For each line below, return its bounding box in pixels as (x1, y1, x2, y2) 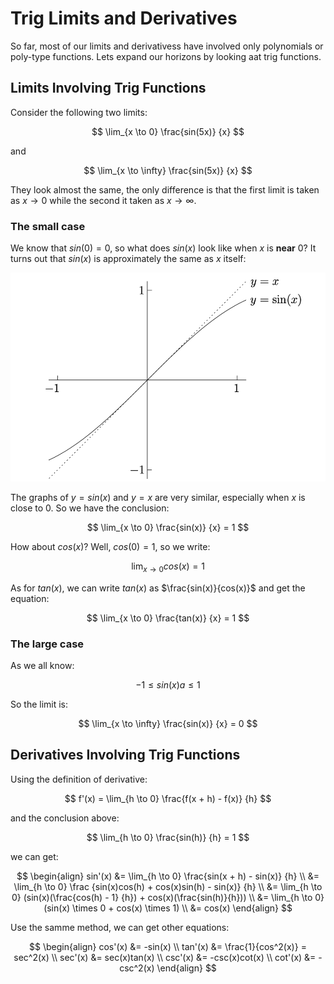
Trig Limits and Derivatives (10, 7, 238, 30)
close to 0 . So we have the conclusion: (10, 502, 170, 514)
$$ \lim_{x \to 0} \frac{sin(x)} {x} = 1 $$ (86, 521, 250, 533)
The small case (10, 219, 86, 233)
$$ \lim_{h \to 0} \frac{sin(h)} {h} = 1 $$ (86, 831, 250, 843)
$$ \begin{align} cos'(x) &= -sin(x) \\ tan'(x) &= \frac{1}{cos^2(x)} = (29, 940, 307, 952)
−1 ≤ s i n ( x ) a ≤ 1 (135, 678, 201, 691)
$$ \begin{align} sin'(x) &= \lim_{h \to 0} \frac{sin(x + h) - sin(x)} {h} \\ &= (16, 870, 320, 882)
